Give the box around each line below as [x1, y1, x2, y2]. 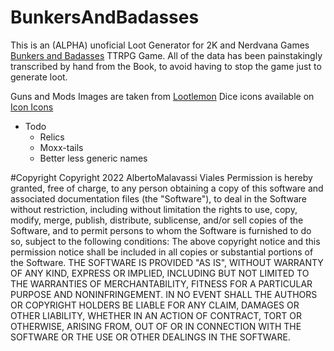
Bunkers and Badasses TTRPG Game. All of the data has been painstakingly [10, 49, 323, 61]
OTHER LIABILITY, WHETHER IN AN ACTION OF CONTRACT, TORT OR [10, 309, 302, 321]
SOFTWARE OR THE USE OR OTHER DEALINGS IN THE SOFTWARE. [10, 331, 291, 343]
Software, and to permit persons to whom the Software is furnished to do [10, 224, 312, 236]
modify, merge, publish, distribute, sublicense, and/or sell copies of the [10, 214, 304, 226]
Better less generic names [39, 152, 148, 164]
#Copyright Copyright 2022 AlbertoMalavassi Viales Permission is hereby [10, 171, 313, 183]
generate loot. [10, 71, 68, 83]
